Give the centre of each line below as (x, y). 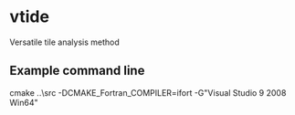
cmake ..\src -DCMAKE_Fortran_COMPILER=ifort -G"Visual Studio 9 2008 (148, 92)
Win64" (24, 102)
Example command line (77, 71)
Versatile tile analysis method (65, 42)
